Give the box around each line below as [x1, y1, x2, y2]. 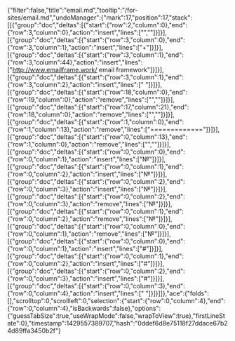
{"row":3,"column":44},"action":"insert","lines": [7, 58, 143, 66]
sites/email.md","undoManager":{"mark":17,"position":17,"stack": [7, 13, 193, 22]
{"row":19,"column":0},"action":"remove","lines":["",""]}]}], [7, 95, 175, 104]
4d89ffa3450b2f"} [7, 326, 62, 335]
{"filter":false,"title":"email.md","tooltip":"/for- [7, 6, 138, 14]
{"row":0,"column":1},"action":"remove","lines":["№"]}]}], [7, 229, 171, 238]
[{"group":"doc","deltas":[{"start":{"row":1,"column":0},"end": [7, 118, 184, 126]
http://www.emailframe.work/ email [12, 66, 114, 74]
